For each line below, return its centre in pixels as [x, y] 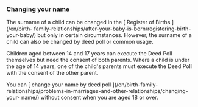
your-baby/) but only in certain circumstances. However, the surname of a [99, 35]
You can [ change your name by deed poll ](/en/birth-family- [82, 85]
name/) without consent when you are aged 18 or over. [90, 98]
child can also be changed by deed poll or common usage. [80, 42]
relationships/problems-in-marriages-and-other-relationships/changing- [97, 91]
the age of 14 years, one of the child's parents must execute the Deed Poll [99, 66]
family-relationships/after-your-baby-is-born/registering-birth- [112, 29]
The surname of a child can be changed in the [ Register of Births [88, 22]
